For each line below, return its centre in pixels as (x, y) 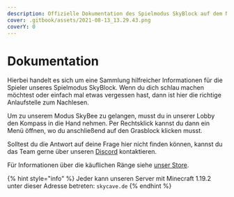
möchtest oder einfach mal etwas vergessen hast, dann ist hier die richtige (114, 95)
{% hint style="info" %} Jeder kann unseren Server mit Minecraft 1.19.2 (109, 179)
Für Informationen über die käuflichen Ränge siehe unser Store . (98, 165)
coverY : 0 (22, 26)
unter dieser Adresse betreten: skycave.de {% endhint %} (89, 186)
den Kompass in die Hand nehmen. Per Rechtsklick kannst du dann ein (109, 123)
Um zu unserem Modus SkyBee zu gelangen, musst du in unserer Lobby (111, 116)
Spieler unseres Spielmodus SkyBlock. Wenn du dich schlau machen (106, 88)
